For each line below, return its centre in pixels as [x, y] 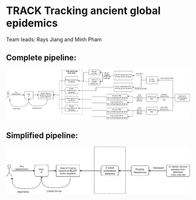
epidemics [32, 23]
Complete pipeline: [41, 58]
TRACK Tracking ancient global [83, 11]
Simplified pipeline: [42, 136]
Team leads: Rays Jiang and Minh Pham [54, 39]
